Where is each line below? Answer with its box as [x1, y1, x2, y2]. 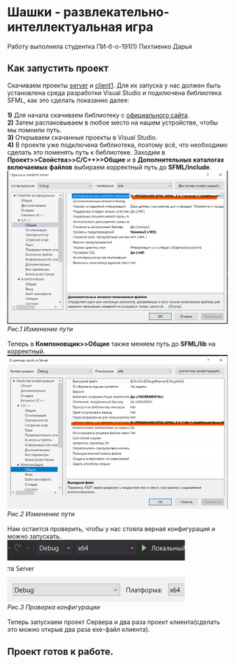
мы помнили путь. [7, 125, 62, 134]
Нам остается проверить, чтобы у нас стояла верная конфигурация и [7, 525, 215, 533]
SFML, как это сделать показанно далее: [7, 96, 129, 104]
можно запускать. [7, 532, 62, 541]
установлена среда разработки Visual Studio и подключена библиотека [7, 88, 222, 97]
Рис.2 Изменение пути [7, 510, 76, 518]
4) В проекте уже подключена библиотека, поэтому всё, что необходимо [7, 141, 228, 149]
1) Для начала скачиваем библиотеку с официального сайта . [7, 111, 190, 119]
